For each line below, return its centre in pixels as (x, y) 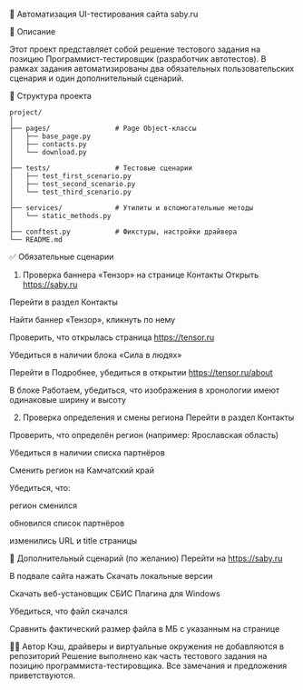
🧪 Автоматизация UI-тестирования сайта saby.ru (104, 14)
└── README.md (36, 240)
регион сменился (44, 505)
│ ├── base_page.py (50, 136)
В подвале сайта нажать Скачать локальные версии (111, 576)
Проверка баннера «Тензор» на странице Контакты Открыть (141, 275)
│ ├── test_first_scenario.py (70, 176)
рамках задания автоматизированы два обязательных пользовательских (152, 69)
